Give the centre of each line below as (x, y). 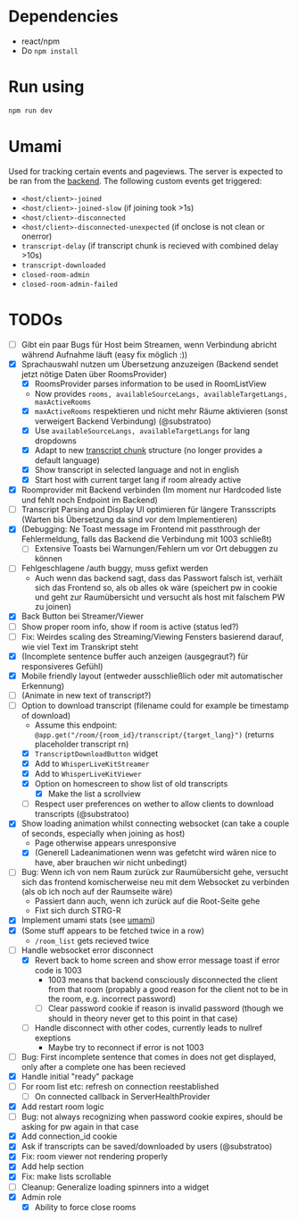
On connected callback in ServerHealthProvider (122, 1096)
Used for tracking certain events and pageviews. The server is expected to (145, 171)
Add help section (53, 1166)
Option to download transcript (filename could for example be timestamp (155, 705)
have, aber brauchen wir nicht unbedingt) (111, 863)
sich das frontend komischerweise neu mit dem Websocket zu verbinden (155, 882)
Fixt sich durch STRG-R (78, 911)
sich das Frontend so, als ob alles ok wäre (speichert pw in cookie (156, 588)
